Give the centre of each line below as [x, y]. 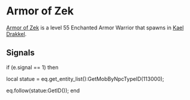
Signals [20, 53]
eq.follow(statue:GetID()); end [43, 90]
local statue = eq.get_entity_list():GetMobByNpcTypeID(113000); [85, 78]
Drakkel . [16, 34]
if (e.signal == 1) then [32, 67]
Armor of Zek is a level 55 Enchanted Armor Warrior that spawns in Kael [95, 28]
